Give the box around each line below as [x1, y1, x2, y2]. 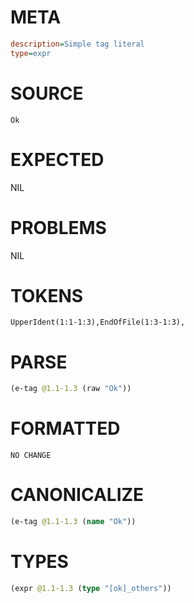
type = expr [10, 48, 52, 58]
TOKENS [10, 284, 84, 307]
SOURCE [10, 82, 84, 105]
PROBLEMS [10, 216, 107, 239]
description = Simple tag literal [10, 39, 145, 49]
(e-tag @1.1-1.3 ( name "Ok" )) [10, 517, 137, 527]
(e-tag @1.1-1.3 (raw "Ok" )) [10, 384, 132, 394]
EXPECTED [10, 148, 105, 171]
